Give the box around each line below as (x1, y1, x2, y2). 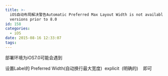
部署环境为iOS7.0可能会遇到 (5, 54, 63, 60)
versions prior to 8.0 (10, 17, 57, 22)
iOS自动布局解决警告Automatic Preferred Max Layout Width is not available (10, 12, 165, 17)
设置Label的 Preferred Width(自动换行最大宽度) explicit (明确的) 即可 (5, 65, 152, 71)
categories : (5, 26, 30, 31)
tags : (5, 40, 17, 45)
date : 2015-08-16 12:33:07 (5, 36, 62, 41)
